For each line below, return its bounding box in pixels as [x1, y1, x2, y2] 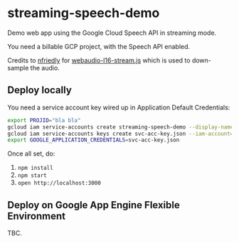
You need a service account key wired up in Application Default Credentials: [7, 103, 230, 112]
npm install [17, 165, 53, 172]
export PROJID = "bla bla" [7, 117, 81, 124]
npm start [17, 172, 48, 179]
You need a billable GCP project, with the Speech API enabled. [7, 42, 191, 50]
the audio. [30, 63, 60, 72]
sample [7, 63, 29, 72]
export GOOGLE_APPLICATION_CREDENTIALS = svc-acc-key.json [7, 136, 180, 144]
